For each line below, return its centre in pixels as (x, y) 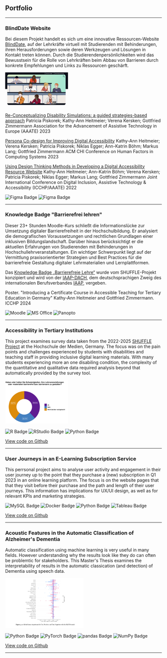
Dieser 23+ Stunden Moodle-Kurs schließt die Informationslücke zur (75, 225)
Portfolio (19, 8)
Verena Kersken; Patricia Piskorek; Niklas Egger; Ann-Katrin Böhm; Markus (82, 146)
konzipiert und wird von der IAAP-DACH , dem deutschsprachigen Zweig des (83, 277)
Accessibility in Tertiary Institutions (49, 330)
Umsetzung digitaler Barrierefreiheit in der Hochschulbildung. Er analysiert (82, 231)
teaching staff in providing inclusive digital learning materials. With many (80, 357)
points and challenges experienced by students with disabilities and (75, 352)
